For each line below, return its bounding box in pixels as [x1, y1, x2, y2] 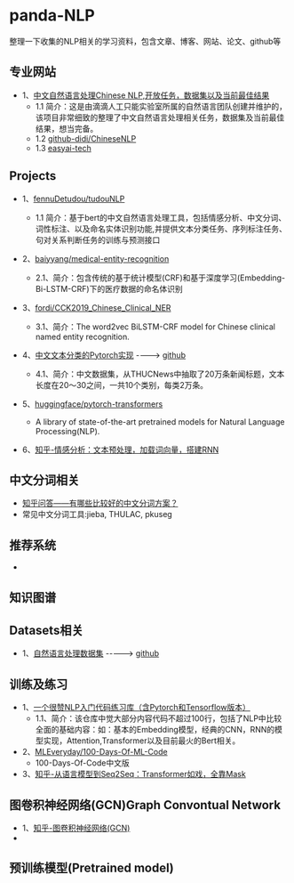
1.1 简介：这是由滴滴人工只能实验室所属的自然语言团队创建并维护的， [35, 101, 287, 111]
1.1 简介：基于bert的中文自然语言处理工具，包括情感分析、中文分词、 [35, 212, 287, 223]
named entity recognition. [35, 331, 131, 342]
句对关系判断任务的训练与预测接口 [35, 234, 161, 245]
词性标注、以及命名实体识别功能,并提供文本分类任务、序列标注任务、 [35, 223, 287, 234]
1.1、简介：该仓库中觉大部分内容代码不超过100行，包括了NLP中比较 [35, 713, 282, 724]
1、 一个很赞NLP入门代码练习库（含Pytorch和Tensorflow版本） [21, 702, 250, 713]
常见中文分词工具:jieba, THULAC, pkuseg [21, 509, 173, 520]
